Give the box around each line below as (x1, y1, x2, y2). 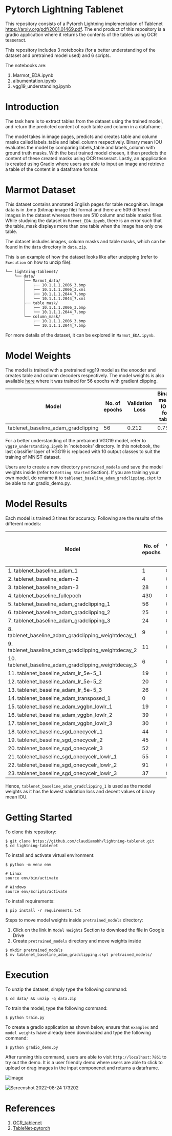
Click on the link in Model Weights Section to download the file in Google (12, 927, 165, 933)
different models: (5, 520, 41, 526)
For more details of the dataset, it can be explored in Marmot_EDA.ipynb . (5, 332, 155, 338)
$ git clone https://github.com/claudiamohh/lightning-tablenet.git (5, 838, 155, 844)
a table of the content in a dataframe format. (5, 166, 99, 172)
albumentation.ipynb (12, 77, 56, 84)
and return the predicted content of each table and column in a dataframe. (5, 123, 162, 129)
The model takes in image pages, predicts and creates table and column (5, 133, 158, 140)
